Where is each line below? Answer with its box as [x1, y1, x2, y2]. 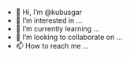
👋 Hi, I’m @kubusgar [15, 8, 83, 16]
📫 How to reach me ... [15, 42, 89, 50]
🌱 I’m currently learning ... [15, 24, 100, 33]
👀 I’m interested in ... [15, 16, 83, 25]
